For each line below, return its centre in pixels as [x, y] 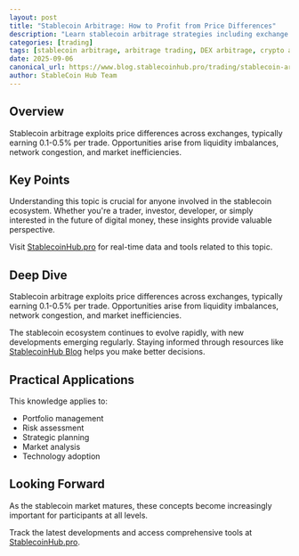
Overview [37, 112]
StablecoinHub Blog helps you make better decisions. [107, 352]
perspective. [32, 230]
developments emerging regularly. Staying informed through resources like [146, 342]
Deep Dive [38, 275]
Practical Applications [72, 380]
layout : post [33, 17]
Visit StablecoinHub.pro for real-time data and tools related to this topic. [141, 247]
